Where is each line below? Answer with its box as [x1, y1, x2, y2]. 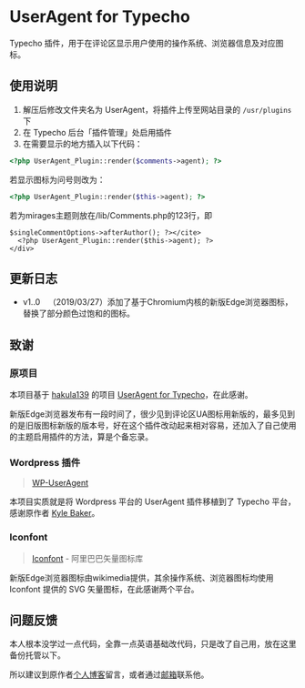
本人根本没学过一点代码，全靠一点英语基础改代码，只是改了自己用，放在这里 [9, 639, 297, 650]
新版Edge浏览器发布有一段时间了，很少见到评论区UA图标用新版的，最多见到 [9, 409, 296, 420]
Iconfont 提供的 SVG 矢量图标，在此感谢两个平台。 [9, 583, 199, 594]
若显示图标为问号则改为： [9, 174, 106, 185]
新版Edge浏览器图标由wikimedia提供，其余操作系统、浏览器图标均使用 [9, 572, 274, 583]
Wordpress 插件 [9, 456, 81, 469]
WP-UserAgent [31, 478, 89, 489]
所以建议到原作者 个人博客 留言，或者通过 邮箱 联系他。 [9, 669, 209, 680]
